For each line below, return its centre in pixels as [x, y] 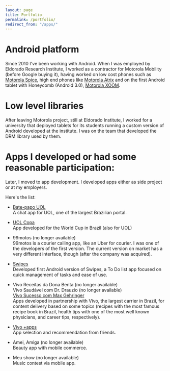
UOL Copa [23, 222]
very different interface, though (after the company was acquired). [82, 254]
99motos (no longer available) [44, 238]
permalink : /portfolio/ [31, 19]
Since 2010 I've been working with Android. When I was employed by [78, 64]
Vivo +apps [25, 327]
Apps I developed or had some [71, 157]
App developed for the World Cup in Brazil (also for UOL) [72, 228]
